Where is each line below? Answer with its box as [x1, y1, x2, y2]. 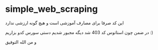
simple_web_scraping [5, 3, 98, 15]
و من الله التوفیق [5, 39, 37, 45]
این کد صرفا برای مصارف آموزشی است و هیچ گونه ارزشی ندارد [5, 20, 124, 26]
